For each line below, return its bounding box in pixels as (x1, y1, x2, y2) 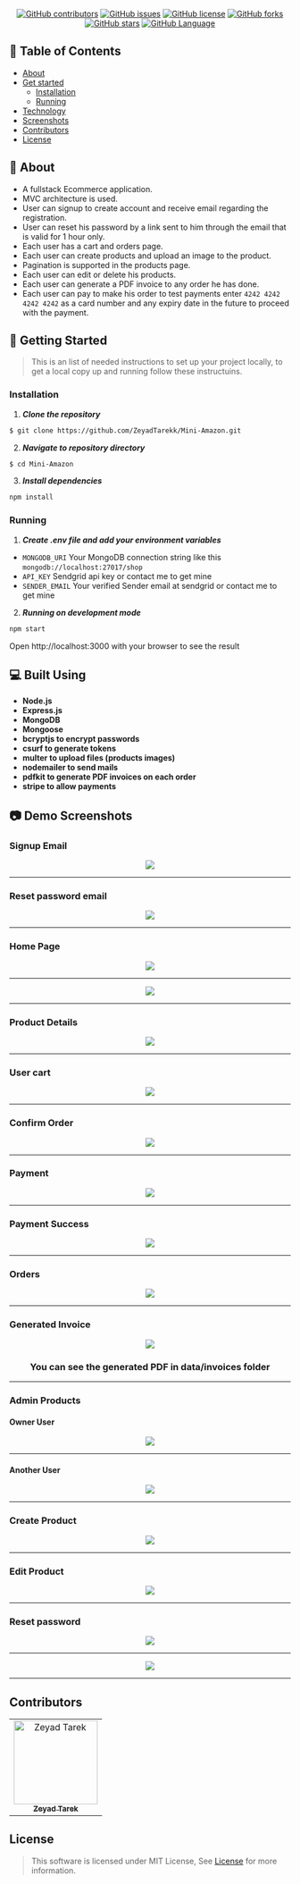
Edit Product (9, 1565, 64, 1577)
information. (30, 1864, 76, 1876)
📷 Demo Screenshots (9, 808, 133, 823)
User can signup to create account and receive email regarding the (21, 202, 269, 214)
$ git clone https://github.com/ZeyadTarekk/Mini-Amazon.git (9, 425, 242, 435)
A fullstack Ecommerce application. (21, 183, 154, 194)
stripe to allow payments (21, 781, 116, 792)
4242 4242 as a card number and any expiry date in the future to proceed (21, 298, 290, 308)
